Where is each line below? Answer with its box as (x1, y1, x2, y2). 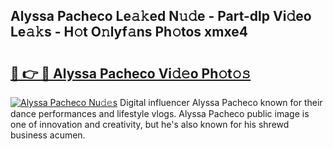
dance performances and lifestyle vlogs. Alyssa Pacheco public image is (10, 108, 310, 119)
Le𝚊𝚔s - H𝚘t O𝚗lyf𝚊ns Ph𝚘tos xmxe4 (10, 24, 248, 41)
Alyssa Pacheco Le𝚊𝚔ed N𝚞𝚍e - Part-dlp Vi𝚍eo (10, 8, 312, 25)
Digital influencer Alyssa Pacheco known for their (119, 97, 323, 108)
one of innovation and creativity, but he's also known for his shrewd (10, 119, 290, 130)
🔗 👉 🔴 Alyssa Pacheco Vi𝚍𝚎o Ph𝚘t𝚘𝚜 (10, 65, 252, 82)
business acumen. (10, 129, 86, 141)
